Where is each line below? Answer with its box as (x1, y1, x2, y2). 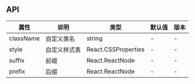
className (9, 34, 40, 42)
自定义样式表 (45, 45, 81, 53)
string (86, 34, 103, 42)
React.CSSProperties (86, 45, 145, 53)
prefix (9, 67, 25, 75)
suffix (9, 56, 25, 64)
